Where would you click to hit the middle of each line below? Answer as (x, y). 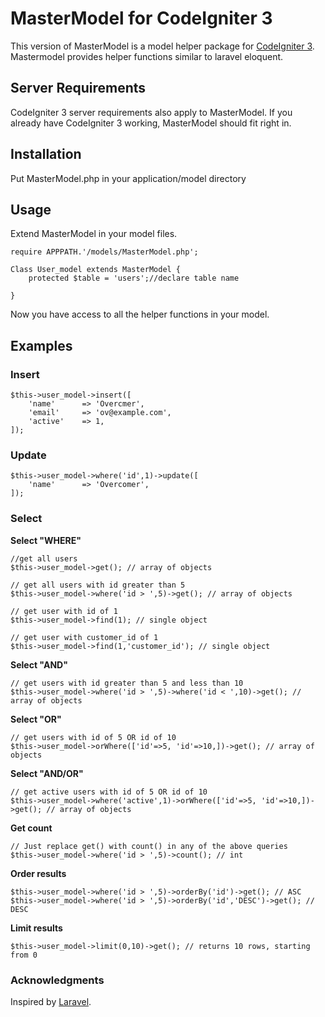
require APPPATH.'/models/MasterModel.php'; (104, 252)
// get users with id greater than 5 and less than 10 (127, 683)
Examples (41, 345)
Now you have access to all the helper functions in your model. (140, 314)
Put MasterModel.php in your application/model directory (128, 178)
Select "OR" (36, 719)
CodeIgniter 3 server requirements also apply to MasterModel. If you (151, 112)
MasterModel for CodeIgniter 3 (141, 18)
